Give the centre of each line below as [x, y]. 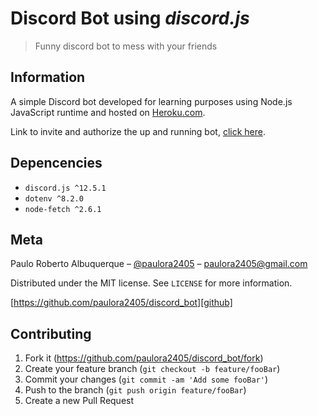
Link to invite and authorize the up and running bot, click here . [138, 131]
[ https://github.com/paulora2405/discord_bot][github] [121, 303]
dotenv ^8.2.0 [54, 198]
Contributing [51, 333]
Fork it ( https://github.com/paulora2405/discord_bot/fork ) [144, 358]
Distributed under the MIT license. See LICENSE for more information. [151, 283]
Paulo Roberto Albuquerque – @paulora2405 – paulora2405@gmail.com [159, 264]
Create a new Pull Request [79, 401]
